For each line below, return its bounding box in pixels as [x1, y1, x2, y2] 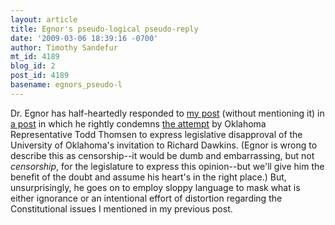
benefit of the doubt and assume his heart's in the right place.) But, [10, 171, 287, 183]
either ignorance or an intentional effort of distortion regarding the [10, 192, 283, 204]
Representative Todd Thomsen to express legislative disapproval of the [10, 128, 303, 140]
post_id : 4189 [10, 71, 70, 81]
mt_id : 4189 [10, 52, 60, 62]
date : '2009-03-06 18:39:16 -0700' [10, 33, 159, 43]
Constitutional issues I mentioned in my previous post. [10, 202, 233, 215]
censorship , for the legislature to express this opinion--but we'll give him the [10, 160, 325, 172]
